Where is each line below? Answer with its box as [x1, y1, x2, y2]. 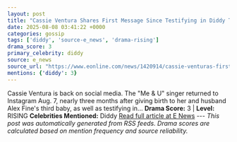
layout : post [7, 10, 46, 18]
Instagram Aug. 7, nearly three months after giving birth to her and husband [7, 96, 227, 105]
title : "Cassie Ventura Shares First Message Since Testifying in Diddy [7, 17, 226, 24]
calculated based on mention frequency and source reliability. [7, 126, 188, 135]
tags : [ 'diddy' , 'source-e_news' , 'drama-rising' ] [7, 37, 159, 44]
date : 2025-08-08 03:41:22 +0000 [7, 23, 106, 30]
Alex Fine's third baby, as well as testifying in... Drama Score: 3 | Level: [7, 104, 215, 112]
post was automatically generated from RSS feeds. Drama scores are [7, 119, 210, 127]
